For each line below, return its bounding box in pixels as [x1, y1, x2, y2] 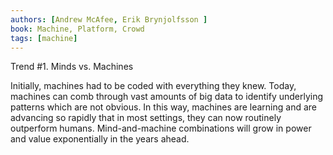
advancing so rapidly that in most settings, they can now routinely [10, 112, 282, 124]
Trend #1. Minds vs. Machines [10, 61, 134, 73]
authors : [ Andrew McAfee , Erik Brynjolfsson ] [10, 14, 208, 25]
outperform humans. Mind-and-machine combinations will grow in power [10, 122, 312, 135]
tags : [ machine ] [10, 33, 78, 43]
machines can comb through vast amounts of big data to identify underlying [10, 91, 324, 103]
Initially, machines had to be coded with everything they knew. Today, [10, 80, 297, 92]
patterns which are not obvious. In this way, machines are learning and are [10, 101, 317, 113]
